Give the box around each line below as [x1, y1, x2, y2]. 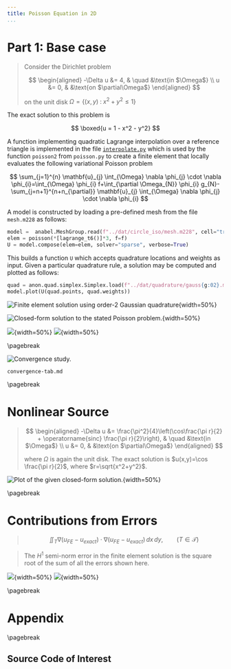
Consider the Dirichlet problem [23, 63, 111, 71]
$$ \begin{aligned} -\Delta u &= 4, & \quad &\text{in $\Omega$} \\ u [28, 76, 220, 84]
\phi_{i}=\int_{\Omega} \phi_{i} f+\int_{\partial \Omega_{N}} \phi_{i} [11, 180, 199, 188]
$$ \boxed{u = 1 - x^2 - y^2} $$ [71, 124, 160, 133]
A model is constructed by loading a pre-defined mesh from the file [7, 208, 198, 217]
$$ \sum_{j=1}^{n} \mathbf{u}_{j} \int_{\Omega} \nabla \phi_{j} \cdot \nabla [9, 173, 222, 181]
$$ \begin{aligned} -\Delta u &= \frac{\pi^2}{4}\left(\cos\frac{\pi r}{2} [25, 427, 223, 435]
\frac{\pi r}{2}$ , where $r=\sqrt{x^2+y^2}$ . [23, 462, 148, 470]
